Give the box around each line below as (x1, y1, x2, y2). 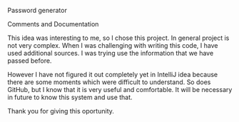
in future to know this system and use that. (7, 93, 133, 101)
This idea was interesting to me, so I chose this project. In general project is (7, 34, 230, 42)
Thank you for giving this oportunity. (7, 107, 114, 115)
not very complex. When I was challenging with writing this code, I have (7, 41, 218, 49)
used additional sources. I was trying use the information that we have (7, 49, 214, 57)
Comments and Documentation (7, 20, 99, 28)
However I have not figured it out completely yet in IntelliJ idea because (7, 71, 218, 78)
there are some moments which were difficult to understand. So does (7, 78, 211, 86)
